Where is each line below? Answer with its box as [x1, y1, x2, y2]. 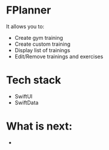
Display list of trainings [14, 46, 71, 53]
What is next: [6, 120, 72, 133]
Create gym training [14, 34, 64, 41]
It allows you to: [6, 23, 45, 30]
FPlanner [6, 4, 51, 17]
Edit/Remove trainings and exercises [14, 53, 104, 60]
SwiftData [14, 99, 39, 106]
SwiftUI [14, 93, 33, 100]
